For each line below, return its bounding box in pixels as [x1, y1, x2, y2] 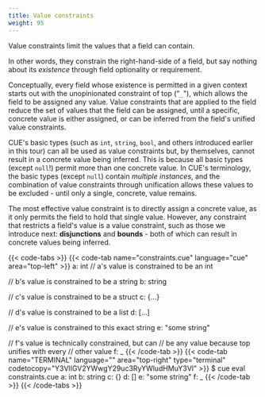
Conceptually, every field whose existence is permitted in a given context [8, 80, 248, 90]
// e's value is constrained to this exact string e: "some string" [8, 322, 210, 332]
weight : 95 [8, 19, 44, 27]
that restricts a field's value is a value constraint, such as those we [8, 220, 226, 230]
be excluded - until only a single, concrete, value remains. [8, 188, 198, 198]
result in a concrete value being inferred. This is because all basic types [8, 154, 244, 164]
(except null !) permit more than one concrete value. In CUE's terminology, [8, 163, 252, 172]
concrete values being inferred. [8, 237, 111, 247]
